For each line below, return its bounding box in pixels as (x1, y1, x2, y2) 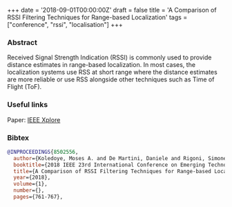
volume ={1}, (13, 181, 48, 188)
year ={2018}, (13, 174, 51, 181)
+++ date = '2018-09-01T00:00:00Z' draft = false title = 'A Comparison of (7, 6, 217, 14)
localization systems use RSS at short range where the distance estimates (7, 68, 217, 77)
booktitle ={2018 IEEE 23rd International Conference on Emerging (13, 161, 206, 168)
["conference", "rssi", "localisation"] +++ (7, 21, 123, 28)
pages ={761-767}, (13, 193, 64, 201)
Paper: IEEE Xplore (7, 115, 61, 124)
